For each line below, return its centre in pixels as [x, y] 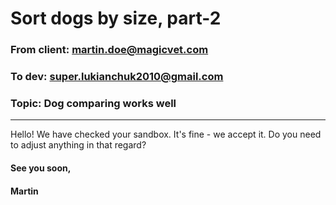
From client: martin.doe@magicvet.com [109, 50]
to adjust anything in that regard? [78, 145]
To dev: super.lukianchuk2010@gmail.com [117, 77]
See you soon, [41, 168]
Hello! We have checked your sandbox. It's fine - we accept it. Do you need [166, 134]
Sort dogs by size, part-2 [116, 18]
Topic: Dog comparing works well [93, 103]
